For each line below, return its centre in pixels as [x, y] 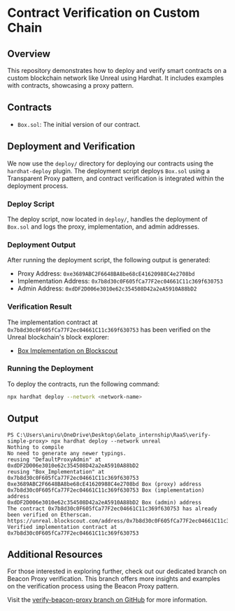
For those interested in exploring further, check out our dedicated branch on [117, 571]
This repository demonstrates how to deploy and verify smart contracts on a [117, 70]
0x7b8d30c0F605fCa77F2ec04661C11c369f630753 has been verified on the [109, 329]
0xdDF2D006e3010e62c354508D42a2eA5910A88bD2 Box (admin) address [104, 502]
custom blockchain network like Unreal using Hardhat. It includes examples [115, 78]
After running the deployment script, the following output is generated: [109, 260]
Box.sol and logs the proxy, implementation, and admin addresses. [104, 227]
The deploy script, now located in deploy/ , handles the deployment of [108, 219]
